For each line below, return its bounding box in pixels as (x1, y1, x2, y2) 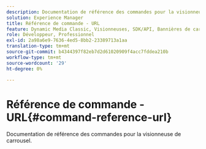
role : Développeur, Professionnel (6, 32, 95, 38)
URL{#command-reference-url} (6, 111, 172, 124)
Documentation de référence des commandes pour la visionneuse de (6, 131, 181, 138)
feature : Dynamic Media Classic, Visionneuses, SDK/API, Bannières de (6, 26, 191, 32)
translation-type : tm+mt (6, 43, 70, 49)
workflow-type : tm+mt (6, 54, 62, 60)
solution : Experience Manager (6, 15, 84, 21)
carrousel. (6, 137, 32, 144)
